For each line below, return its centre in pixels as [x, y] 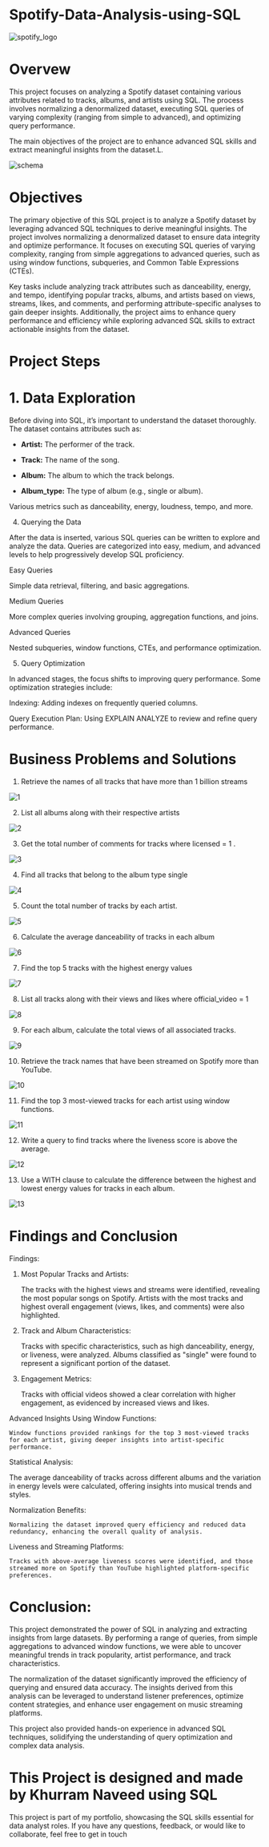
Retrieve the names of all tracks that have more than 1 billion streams [134, 781]
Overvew [40, 69]
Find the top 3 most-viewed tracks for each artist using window [125, 1101]
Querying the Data [51, 522]
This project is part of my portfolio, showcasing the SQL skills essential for [132, 1817]
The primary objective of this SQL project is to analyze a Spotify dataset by [133, 220]
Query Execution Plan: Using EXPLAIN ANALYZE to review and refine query [133, 718]
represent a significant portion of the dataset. [95, 1363]
